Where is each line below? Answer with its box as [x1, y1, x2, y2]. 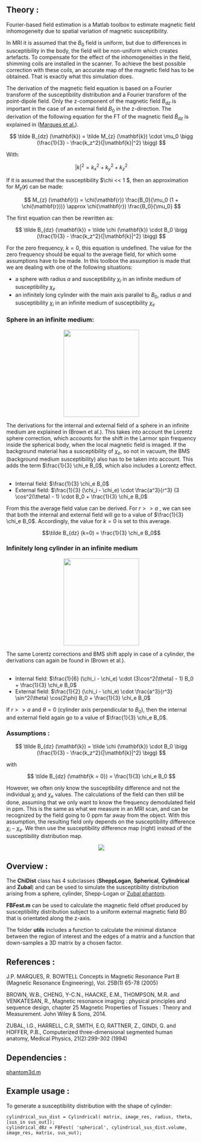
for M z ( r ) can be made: [6, 183, 64, 192]
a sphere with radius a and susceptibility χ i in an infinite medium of [14, 276, 181, 284]
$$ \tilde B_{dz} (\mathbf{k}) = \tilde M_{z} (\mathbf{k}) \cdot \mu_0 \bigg [9, 133, 194, 140]
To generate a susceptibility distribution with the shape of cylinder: [6, 1102, 172, 1109]
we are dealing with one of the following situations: [6, 263, 133, 271]
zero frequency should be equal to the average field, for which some [6, 251, 177, 258]
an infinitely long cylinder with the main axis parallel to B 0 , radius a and [14, 291, 192, 300]
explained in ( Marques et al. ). [6, 121, 79, 128]
